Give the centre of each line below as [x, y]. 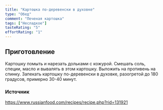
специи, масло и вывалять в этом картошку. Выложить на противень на [81, 69]
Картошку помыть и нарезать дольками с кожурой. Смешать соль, [75, 63]
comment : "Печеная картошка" [35, 18]
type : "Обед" [18, 14]
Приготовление [30, 52]
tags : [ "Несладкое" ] [26, 23]
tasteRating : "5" [23, 28]
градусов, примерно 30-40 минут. [41, 79]
